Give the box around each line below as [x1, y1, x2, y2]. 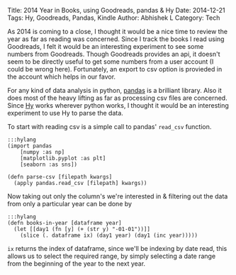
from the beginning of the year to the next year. [7, 259, 146, 268]
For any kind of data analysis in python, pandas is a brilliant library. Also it [7, 86, 222, 94]
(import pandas [7, 142, 52, 150]
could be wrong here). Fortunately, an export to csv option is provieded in [7, 65, 223, 73]
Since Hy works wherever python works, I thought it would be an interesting [7, 101, 229, 109]
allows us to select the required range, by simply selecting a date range [7, 252, 216, 260]
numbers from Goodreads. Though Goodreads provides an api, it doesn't [7, 50, 220, 58]
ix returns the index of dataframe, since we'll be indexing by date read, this [7, 245, 227, 252]
